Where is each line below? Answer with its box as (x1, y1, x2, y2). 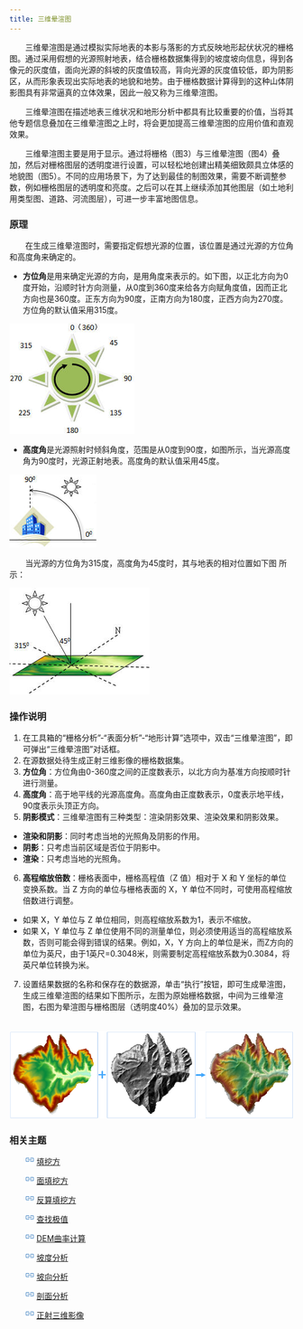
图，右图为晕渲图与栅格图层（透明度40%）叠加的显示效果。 (22, 1002, 246, 1013)
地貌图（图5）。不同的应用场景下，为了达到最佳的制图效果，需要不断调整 (9, 170, 280, 181)
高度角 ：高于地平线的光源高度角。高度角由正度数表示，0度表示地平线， (22, 789, 289, 800)
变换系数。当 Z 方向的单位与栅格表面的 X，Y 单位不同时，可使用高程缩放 (22, 884, 293, 895)
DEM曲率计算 (35, 1233, 87, 1244)
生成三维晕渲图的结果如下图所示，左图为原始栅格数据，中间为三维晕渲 (22, 990, 284, 1001)
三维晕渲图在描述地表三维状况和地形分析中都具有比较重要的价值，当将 (24, 106, 286, 117)
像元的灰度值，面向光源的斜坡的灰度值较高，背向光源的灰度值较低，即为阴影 (9, 64, 294, 75)
